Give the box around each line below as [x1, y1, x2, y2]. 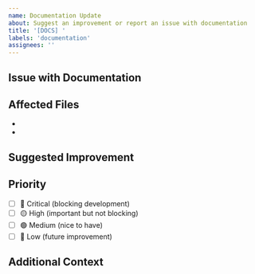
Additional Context [8, 256, 104, 269]
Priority [8, 178, 46, 191]
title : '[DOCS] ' [8, 26, 66, 34]
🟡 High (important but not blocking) [19, 208, 139, 217]
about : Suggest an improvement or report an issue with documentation [8, 19, 248, 27]
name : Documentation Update [8, 11, 102, 20]
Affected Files [8, 97, 80, 112]
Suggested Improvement [8, 151, 134, 164]
